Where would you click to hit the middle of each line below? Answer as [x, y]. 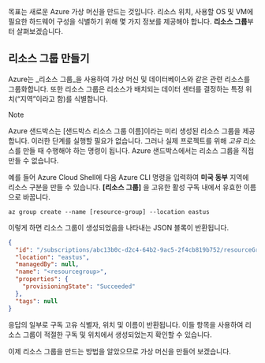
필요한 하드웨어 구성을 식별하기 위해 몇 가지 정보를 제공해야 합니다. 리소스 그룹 [128, 21]
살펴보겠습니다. [40, 31]
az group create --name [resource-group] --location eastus [109, 211]
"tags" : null [37, 301]
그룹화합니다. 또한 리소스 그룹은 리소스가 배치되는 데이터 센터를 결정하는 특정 [126, 88]
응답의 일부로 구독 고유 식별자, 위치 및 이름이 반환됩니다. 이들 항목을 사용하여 [126, 324]
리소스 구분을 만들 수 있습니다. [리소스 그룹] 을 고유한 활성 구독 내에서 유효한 [125, 187]
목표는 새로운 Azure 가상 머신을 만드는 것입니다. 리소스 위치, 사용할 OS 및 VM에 [131, 11]
